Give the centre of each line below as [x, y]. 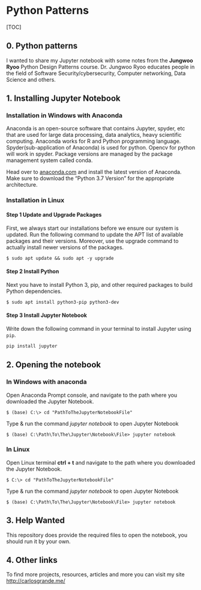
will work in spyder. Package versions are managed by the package [89, 154]
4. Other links [32, 560]
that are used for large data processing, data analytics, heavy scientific [94, 135]
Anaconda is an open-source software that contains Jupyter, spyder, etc [96, 128]
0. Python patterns [42, 46]
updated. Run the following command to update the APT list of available [95, 234]
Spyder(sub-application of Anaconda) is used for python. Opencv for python [101, 148]
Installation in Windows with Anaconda [64, 116]
